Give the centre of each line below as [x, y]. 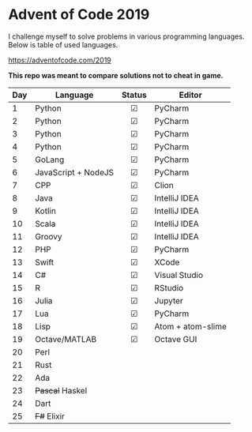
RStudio [169, 287]
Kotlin [46, 211]
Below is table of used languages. [63, 44]
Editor [191, 95]
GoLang [50, 160]
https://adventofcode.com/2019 [60, 60]
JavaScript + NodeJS [75, 172]
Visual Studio [179, 275]
